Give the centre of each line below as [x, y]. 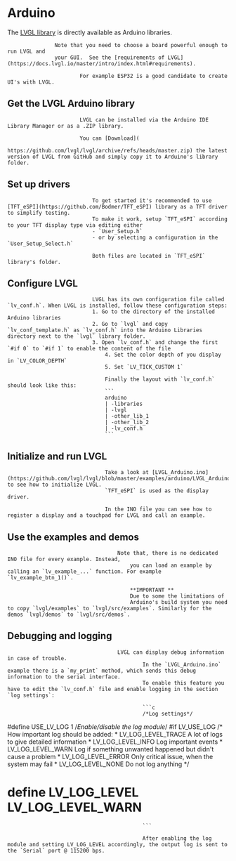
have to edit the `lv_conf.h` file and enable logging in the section [113, 689]
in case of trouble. [38, 658]
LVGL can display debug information [171, 652]
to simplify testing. [39, 213]
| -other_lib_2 [127, 423]
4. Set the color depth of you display [163, 355]
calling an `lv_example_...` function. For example [84, 572]
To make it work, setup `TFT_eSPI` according [160, 219]
